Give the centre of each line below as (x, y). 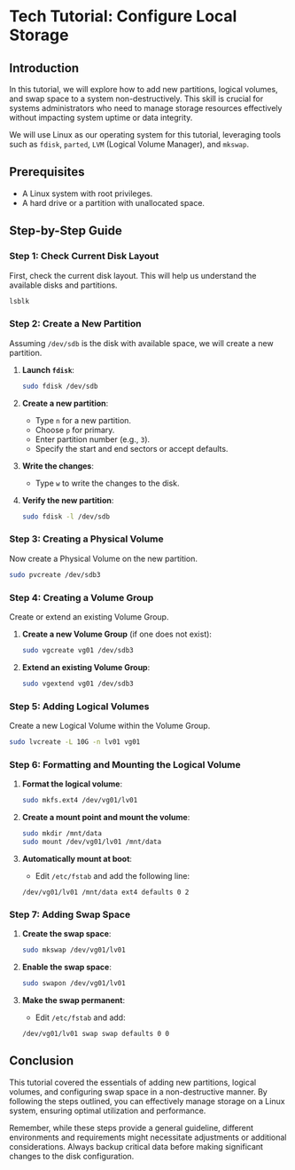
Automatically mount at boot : (77, 858)
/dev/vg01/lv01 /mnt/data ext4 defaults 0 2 (105, 892)
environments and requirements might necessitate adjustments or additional (148, 1137)
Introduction (44, 68)
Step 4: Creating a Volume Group (82, 597)
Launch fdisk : (48, 369)
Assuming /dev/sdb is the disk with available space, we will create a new (141, 343)
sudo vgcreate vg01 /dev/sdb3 (78, 650)
